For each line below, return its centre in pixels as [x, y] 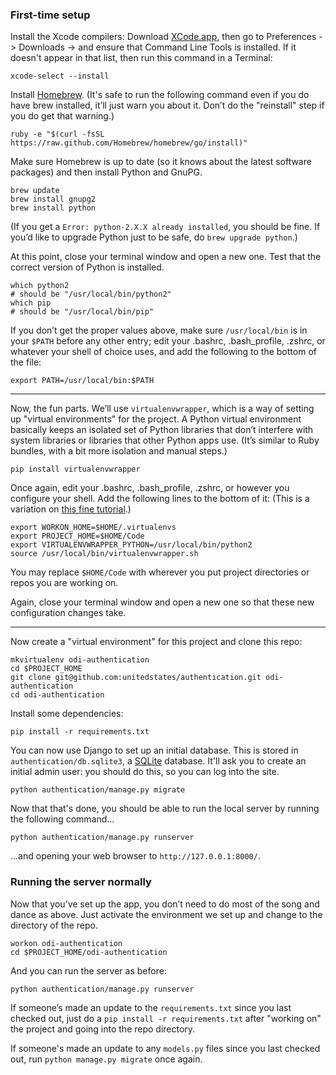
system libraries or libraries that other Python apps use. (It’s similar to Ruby [165, 440]
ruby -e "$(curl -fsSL [57, 134]
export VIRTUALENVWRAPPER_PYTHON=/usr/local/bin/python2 [131, 545]
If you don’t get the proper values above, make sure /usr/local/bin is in [159, 330]
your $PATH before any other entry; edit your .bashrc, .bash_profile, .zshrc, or [168, 341]
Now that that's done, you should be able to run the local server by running [165, 809]
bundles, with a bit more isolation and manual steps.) [119, 451]
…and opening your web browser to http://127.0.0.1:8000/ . [135, 856]
